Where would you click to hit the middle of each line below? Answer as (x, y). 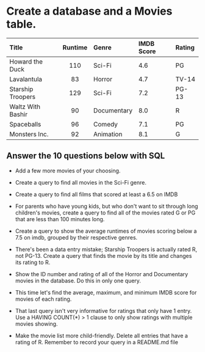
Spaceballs (25, 124)
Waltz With (25, 106)
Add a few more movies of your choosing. (68, 170)
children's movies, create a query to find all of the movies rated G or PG (105, 213)
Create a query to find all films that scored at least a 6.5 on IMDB (96, 194)
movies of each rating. (43, 299)
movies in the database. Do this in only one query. (78, 280)
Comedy (106, 124)
